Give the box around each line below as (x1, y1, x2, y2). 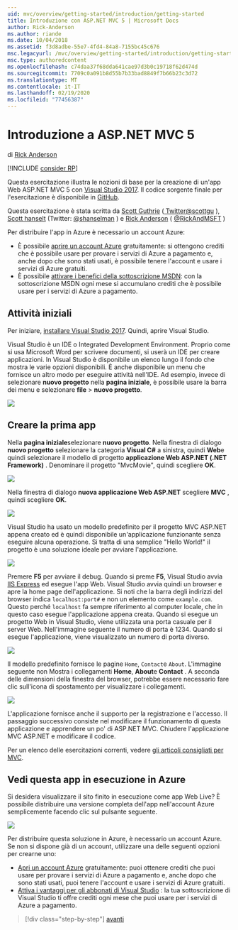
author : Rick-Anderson (7, 23, 74, 31)
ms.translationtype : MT (7, 76, 78, 84)
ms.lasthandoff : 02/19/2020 (7, 89, 91, 97)
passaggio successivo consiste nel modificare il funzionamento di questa (7, 716, 221, 725)
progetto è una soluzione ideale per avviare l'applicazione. (7, 545, 178, 554)
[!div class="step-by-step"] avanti (24, 915, 125, 924)
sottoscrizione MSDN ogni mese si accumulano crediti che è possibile (17, 279, 222, 288)
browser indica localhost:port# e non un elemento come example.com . (7, 594, 213, 603)
